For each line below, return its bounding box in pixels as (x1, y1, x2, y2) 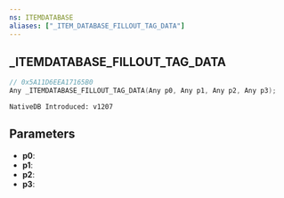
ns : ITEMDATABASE (9, 12, 74, 22)
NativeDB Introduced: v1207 (9, 103, 114, 111)
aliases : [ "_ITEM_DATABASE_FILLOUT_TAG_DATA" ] (9, 21, 185, 30)
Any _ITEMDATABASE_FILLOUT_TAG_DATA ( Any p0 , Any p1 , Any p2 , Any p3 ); (9, 87, 277, 95)
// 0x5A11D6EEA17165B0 (9, 78, 93, 87)
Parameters (9, 127, 76, 142)
